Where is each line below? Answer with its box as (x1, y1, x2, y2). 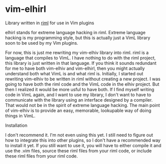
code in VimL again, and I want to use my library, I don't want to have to (5, 92, 151, 98)
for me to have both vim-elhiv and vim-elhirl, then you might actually (5, 65, 145, 71)
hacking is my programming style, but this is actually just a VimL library (5, 35, 151, 41)
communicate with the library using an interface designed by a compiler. (5, 97, 153, 103)
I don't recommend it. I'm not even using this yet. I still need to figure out (5, 132, 154, 138)
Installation (5, 122, 28, 128)
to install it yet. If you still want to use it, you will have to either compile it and (5, 142, 162, 148)
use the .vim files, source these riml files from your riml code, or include (5, 148, 152, 154)
